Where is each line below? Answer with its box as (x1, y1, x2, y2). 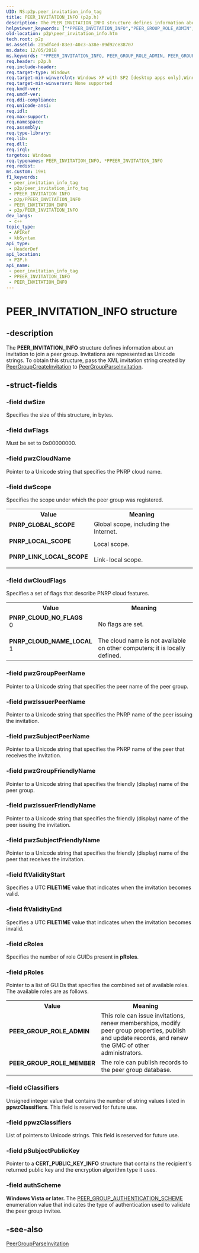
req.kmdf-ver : (6, 86, 41, 92)
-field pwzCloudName (6, 455, 71, 463)
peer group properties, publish (101, 1026, 186, 1035)
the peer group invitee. (6, 1207, 62, 1214)
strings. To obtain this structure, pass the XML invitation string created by (6, 357, 185, 364)
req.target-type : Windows (6, 69, 70, 75)
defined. (98, 651, 121, 659)
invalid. (6, 925, 24, 932)
